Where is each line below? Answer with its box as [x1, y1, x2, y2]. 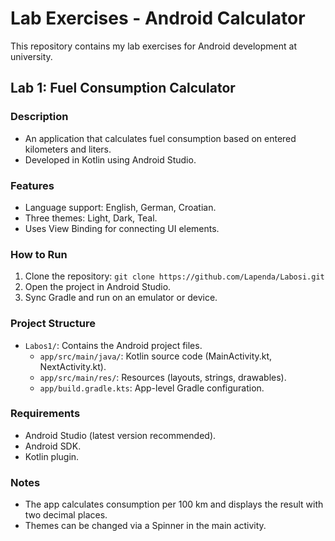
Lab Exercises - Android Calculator [10, 7, 306, 30]
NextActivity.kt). [39, 360, 107, 372]
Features [10, 178, 55, 192]
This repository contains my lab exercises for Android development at [10, 40, 297, 52]
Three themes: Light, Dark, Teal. [24, 212, 158, 224]
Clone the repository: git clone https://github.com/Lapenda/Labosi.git [24, 270, 325, 282]
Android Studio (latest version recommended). [24, 429, 217, 441]
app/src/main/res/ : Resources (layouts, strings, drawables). [39, 371, 287, 383]
